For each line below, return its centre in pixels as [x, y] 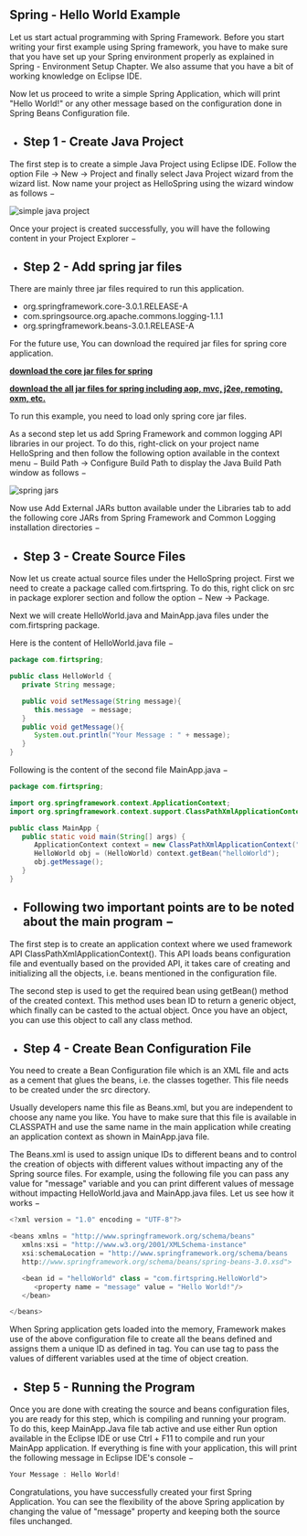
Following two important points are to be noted [159, 907]
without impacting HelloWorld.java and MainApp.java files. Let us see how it [152, 1193]
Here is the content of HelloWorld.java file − [91, 643]
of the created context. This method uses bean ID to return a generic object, [153, 1000]
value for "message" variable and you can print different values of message [152, 1184]
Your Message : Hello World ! [65, 1475]
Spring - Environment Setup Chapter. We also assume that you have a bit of [152, 66]
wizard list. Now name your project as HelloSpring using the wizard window [152, 183]
